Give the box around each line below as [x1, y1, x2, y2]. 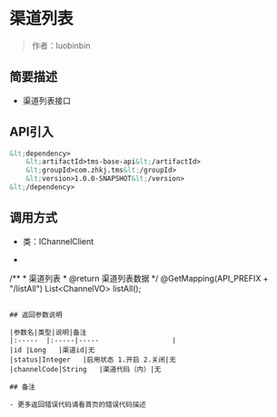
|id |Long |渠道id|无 [9, 345, 95, 354]
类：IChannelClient [22, 235, 94, 246]
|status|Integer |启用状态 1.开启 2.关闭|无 [9, 355, 177, 364]
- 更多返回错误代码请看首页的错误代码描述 [9, 400, 147, 409]
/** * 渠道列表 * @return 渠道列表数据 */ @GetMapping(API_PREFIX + [9, 273, 270, 283]
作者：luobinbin [31, 40, 91, 51]
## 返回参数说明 [9, 310, 63, 319]
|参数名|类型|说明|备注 [9, 328, 87, 337]
